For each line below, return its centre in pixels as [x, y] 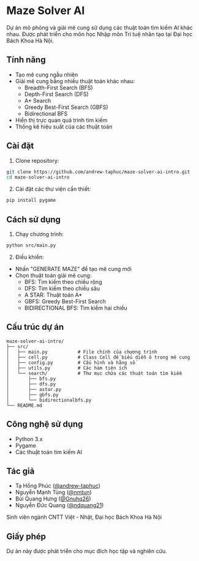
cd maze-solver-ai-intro [38, 177]
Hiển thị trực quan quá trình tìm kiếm [61, 120]
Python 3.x [29, 439]
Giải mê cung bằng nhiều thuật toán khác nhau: [75, 81]
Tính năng [26, 60]
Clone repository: [37, 160]
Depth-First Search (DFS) [56, 94]
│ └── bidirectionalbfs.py [49, 400]
